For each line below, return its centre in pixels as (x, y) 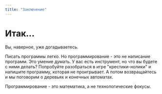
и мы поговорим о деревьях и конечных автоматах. (59, 77)
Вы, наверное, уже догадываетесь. (42, 47)
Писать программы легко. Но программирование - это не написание (78, 56)
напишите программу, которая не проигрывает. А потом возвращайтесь (81, 72)
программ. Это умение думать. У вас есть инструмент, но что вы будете (81, 62)
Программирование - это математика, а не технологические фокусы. (78, 86)
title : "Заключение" (26, 9)
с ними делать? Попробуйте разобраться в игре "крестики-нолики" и (78, 66)
